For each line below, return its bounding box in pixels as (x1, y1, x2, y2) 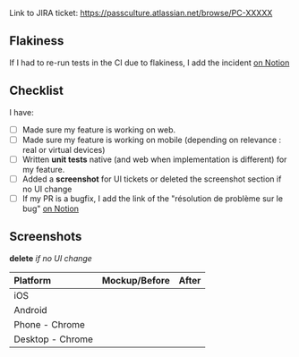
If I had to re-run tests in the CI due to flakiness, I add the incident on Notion (9, 57, 290, 68)
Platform (13, 274, 52, 286)
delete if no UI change (9, 252, 92, 263)
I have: (9, 106, 34, 117)
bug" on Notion (21, 203, 79, 214)
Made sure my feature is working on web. (21, 124, 176, 135)
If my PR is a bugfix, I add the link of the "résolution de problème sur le (21, 192, 284, 204)
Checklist (9, 83, 64, 98)
